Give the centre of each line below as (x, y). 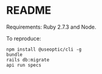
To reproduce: (24, 38)
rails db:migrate (28, 60)
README (29, 10)
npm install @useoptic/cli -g (44, 49)
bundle (14, 54)
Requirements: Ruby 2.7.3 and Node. (51, 27)
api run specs (24, 65)
